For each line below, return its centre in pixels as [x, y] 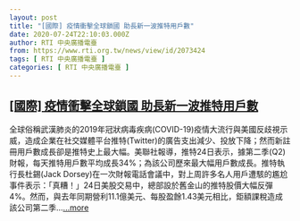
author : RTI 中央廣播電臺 [54, 42]
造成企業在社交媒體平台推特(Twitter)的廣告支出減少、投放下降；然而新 [154, 140]
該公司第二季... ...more [49, 208]
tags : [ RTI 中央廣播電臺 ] [57, 59]
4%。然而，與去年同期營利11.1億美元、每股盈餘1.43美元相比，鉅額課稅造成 [146, 196]
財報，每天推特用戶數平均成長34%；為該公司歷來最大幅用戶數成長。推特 [143, 163]
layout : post [33, 17]
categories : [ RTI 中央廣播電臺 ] [69, 68]
